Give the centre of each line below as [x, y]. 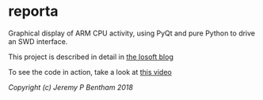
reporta [33, 11]
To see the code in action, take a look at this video [90, 72]
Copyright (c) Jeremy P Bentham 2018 [71, 87]
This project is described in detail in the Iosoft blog [91, 57]
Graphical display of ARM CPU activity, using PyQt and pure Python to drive [132, 33]
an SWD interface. [38, 41]
